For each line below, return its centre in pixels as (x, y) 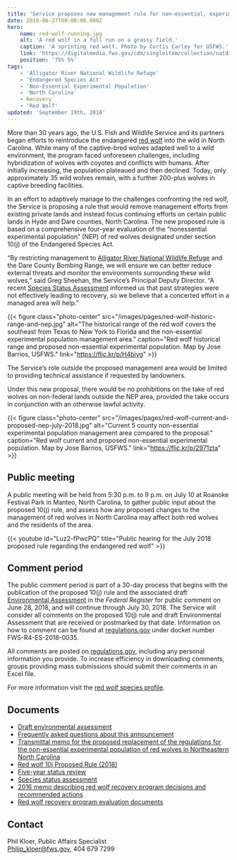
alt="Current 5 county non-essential (146, 425)
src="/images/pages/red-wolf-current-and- (165, 417)
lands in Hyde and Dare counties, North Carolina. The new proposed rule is (116, 221)
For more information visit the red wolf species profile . (86, 687)
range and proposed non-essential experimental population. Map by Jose (114, 347)
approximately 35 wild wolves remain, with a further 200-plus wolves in (111, 178)
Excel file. (22, 674)
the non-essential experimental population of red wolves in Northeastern (123, 750)
